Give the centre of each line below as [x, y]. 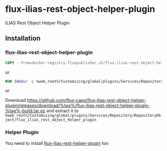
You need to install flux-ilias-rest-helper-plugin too [57, 143]
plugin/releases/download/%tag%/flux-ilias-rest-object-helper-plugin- [78, 105]
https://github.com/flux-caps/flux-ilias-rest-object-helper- [87, 101]
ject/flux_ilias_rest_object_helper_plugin [51, 120]
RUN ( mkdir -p [20, 81]
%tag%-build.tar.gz [25, 111]
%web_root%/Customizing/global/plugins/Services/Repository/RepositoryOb [83, 116]
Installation [23, 38]
